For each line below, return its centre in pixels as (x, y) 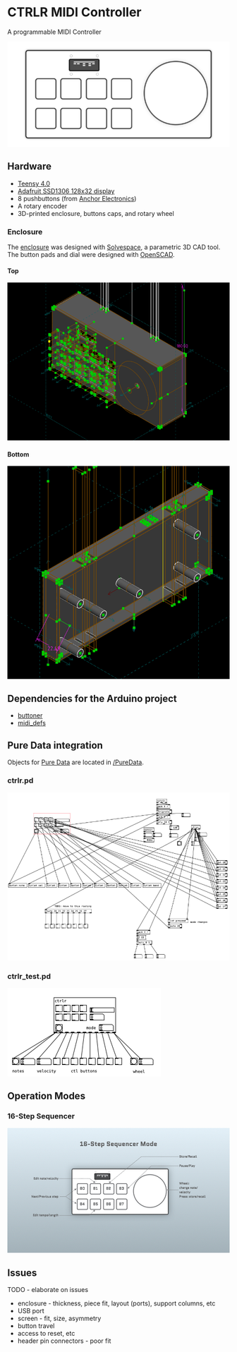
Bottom (18, 454)
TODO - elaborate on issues (48, 1290)
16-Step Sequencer (41, 1116)
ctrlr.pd (20, 780)
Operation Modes (47, 1096)
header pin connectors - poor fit (64, 1341)
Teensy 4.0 (34, 183)
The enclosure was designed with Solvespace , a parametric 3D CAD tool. (114, 247)
